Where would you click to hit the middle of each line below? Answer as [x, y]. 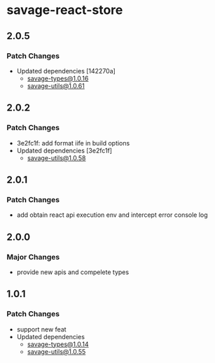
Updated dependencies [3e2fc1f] [64, 150]
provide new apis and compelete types [73, 272]
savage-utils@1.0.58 [56, 158]
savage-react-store [65, 10]
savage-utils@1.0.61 [56, 85]
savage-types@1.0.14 [58, 344]
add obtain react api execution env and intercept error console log [112, 215]
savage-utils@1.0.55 [56, 351]
